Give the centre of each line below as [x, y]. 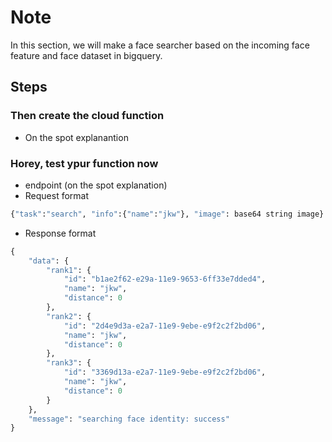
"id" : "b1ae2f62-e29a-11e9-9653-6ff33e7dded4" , [165, 279]
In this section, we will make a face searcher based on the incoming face [160, 45]
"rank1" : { [69, 270]
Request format [57, 195]
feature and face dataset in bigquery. [86, 55]
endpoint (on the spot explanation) [96, 185]
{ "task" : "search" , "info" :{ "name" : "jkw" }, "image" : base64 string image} [167, 214]
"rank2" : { [69, 316]
